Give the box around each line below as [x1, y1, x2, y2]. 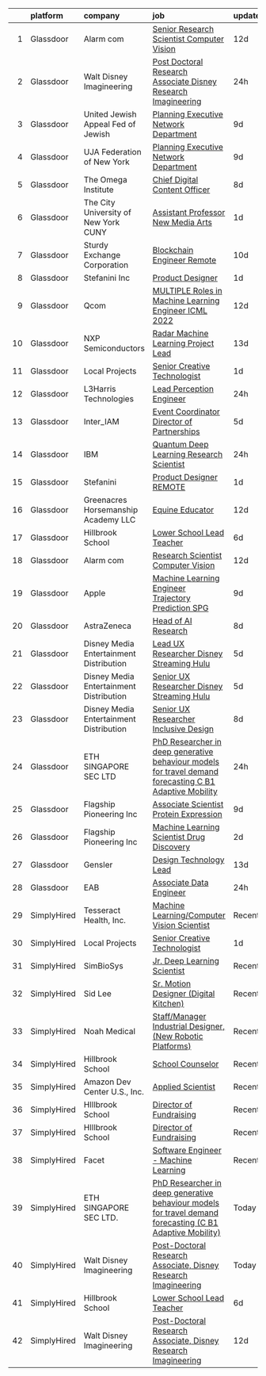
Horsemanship [83, 504, 139, 515]
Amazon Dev [83, 1076, 131, 1087]
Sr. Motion [152, 979, 192, 989]
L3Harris [83, 384, 116, 394]
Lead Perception [152, 384, 214, 394]
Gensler [83, 860, 113, 870]
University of [83, 207, 132, 217]
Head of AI [152, 615, 192, 626]
